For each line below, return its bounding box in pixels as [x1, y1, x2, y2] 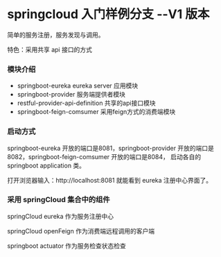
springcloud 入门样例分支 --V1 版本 [7, 6, 210, 22]
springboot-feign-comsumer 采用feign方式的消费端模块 [17, 108, 176, 116]
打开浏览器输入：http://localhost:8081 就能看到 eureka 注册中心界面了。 [7, 176, 213, 184]
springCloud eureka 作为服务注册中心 [7, 212, 114, 220]
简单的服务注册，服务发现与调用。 [7, 31, 105, 39]
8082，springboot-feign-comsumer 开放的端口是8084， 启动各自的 [7, 152, 202, 160]
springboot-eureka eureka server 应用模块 [17, 81, 139, 90]
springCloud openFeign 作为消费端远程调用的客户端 [7, 226, 154, 235]
